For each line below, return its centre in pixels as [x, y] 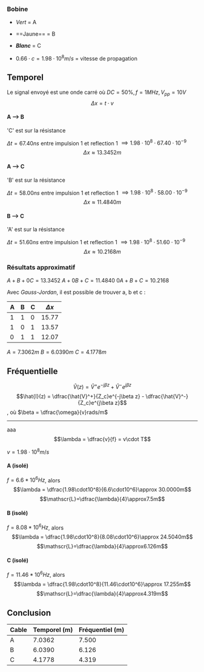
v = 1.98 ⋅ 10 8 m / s [28, 451]
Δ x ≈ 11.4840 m [102, 202]
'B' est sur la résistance [36, 180]
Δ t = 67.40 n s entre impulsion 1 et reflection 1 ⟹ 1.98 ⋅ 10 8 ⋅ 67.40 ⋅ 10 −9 [97, 142]
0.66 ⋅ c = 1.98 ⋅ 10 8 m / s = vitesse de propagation [77, 58]
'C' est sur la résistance [36, 130]
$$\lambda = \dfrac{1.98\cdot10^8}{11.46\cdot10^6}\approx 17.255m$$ [102, 584]
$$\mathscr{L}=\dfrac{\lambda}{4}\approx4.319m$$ [102, 594]
